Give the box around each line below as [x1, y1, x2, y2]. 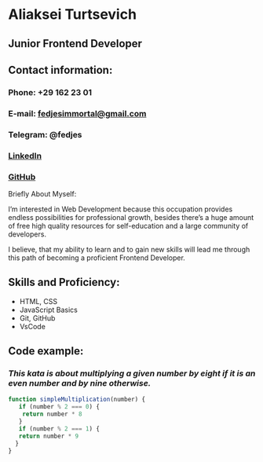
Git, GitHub [19, 313, 56, 323]
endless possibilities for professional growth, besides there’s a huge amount [8, 212, 254, 222]
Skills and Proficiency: [8, 276, 120, 289]
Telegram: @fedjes [8, 129, 82, 140]
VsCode [19, 321, 46, 331]
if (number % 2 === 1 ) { [18, 424, 100, 433]
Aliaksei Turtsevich [8, 5, 137, 24]
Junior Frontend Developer [8, 37, 143, 50]
